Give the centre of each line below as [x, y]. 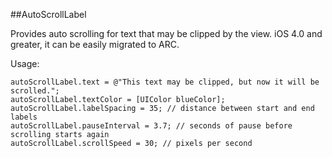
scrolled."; [35, 91]
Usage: [25, 63]
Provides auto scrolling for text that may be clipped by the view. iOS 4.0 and [166, 33]
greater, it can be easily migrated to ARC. [95, 44]
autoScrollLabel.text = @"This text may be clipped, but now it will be [165, 82]
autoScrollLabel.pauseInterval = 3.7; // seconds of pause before [151, 126]
